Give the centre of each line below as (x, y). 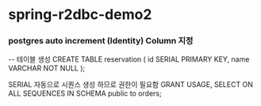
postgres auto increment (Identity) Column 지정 (101, 41)
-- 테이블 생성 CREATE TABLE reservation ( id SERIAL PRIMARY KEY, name (129, 59)
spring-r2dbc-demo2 (80, 15)
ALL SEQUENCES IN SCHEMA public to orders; (85, 93)
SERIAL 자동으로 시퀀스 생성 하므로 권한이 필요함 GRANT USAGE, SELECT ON (131, 85)
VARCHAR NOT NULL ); (47, 68)
